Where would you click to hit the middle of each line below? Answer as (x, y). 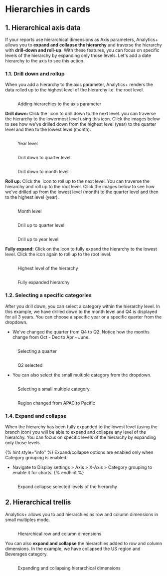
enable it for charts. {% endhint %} (48, 472)
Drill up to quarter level (41, 225)
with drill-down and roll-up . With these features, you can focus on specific (82, 50)
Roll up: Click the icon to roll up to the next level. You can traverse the (77, 181)
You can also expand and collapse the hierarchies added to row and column (84, 543)
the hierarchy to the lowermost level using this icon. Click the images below (83, 119)
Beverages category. (27, 554)
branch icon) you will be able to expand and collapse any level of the (76, 432)
